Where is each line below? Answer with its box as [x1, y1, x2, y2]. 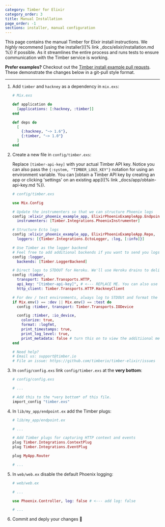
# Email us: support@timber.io [12, 354, 77, 359]
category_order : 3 [5, 12, 43, 17]
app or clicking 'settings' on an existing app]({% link [12, 176, 118, 182]
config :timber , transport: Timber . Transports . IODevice [17, 304, 134, 309]
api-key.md [12, 182, 35, 188]
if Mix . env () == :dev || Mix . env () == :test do [12, 299, 112, 305]
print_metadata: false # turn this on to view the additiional [21, 336, 154, 341]
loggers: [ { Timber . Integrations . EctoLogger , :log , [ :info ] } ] [17, 236, 145, 241]
